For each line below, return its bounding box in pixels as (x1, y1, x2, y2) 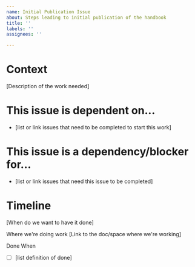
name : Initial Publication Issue (6, 8, 91, 15)
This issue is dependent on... (6, 104, 156, 118)
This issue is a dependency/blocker (6, 145, 189, 159)
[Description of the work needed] (6, 83, 90, 90)
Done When (6, 242, 36, 249)
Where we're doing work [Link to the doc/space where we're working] (6, 230, 182, 237)
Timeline (6, 199, 51, 213)
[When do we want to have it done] (6, 219, 94, 226)
